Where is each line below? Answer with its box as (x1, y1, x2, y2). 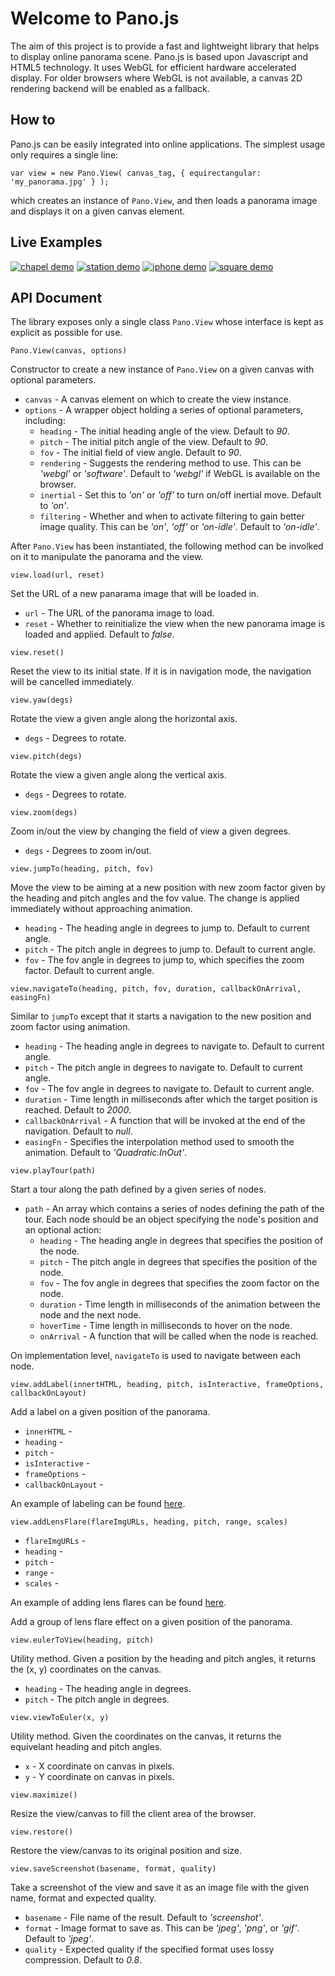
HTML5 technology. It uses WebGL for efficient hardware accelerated (10, 61, 297, 73)
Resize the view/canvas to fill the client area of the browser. (10, 1808, 257, 1820)
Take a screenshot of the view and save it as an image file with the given (10, 1882, 310, 1894)
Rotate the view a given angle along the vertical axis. (10, 769, 227, 781)
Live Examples (10, 234, 103, 251)
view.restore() (10, 1827, 74, 1837)
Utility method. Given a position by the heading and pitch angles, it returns (10, 1653, 317, 1665)
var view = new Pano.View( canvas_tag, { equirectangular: (10, 168, 262, 178)
